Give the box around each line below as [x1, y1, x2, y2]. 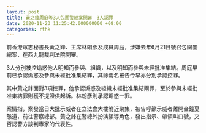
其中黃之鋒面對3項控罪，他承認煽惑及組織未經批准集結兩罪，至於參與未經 [6, 85, 193, 92]
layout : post [6, 9, 40, 15]
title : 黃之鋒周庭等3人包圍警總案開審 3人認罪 [6, 15, 113, 21]
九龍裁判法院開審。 [32, 51, 82, 59]
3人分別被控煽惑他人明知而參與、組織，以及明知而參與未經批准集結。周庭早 [6, 64, 198, 71]
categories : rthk [6, 26, 51, 32]
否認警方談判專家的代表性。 [6, 120, 77, 128]
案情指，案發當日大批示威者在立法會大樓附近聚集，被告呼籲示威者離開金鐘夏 [6, 105, 200, 113]
